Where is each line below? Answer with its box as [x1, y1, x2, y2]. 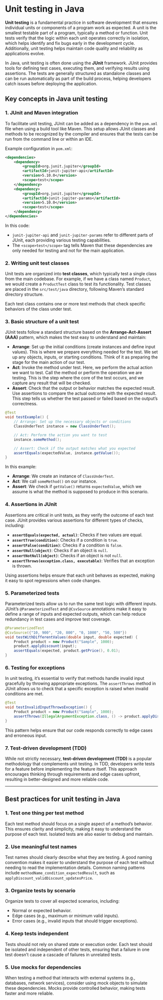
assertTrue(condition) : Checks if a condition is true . [12, 537, 118, 543]
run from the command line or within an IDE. [5, 136, 93, 142]
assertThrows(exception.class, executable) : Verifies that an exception [12, 558, 155, 564]
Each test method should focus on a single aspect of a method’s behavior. [5, 821, 153, 827]
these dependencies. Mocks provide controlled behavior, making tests [5, 985, 146, 991]
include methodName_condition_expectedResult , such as [5, 870, 115, 876]
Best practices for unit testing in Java [5, 795, 120, 803]
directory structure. [5, 291, 44, 298]
